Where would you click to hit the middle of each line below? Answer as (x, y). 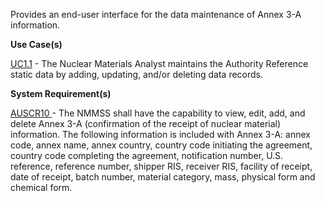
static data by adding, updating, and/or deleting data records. (137, 74)
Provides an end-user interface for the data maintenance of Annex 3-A (156, 14)
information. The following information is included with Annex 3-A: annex (160, 134)
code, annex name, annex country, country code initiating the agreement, (161, 145)
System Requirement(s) (61, 93)
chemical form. (41, 187)
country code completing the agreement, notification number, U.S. (147, 155)
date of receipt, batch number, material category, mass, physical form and (163, 177)
